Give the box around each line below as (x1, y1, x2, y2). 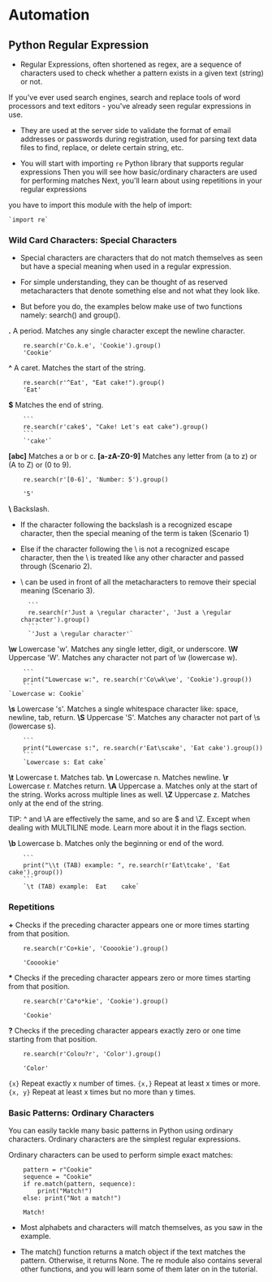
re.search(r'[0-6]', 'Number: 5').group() (23, 476, 169, 484)
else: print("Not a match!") (23, 1194, 122, 1202)
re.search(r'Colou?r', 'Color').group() (23, 1050, 162, 1058)
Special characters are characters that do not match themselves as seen (19, 253, 263, 263)
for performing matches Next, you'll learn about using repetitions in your (19, 176, 262, 185)
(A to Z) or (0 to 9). (8, 460, 71, 470)
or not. (19, 77, 43, 86)
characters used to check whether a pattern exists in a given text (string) (19, 68, 264, 78)
